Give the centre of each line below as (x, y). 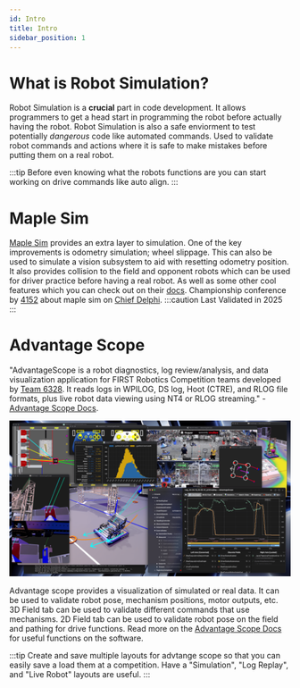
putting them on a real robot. (62, 155)
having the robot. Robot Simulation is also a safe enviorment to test (133, 127)
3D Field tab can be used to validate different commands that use (129, 609)
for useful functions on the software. (77, 638)
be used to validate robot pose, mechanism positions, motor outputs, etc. (144, 600)
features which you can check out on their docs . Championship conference (148, 290)
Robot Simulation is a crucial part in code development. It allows (128, 108)
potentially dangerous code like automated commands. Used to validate (142, 136)
